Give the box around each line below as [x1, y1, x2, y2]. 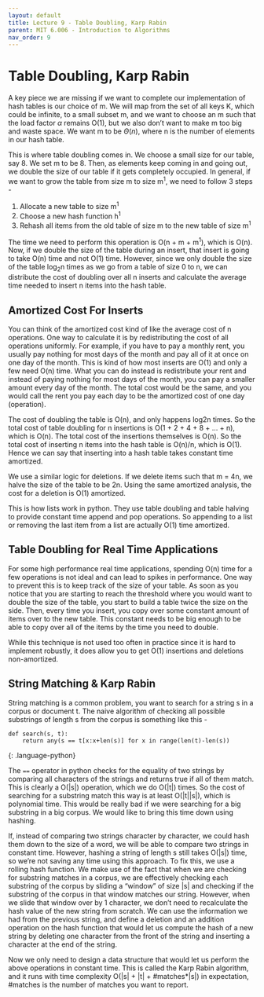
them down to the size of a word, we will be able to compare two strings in [8, 839, 249, 849]
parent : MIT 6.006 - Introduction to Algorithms [8, 26, 170, 34]
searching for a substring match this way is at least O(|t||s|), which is [8, 790, 231, 800]
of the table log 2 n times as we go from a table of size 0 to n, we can [8, 262, 228, 273]
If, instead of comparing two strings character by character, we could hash [8, 830, 250, 841]
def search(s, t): [8, 730, 68, 738]
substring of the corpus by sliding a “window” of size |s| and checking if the [8, 881, 254, 890]
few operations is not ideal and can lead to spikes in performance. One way [8, 572, 253, 581]
